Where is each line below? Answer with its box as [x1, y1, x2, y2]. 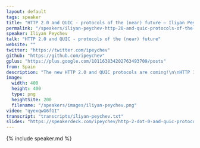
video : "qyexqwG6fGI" [6, 108, 60, 114]
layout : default [6, 8, 46, 15]
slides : [6, 119, 26, 125]
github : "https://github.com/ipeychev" [6, 53, 105, 59]
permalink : [6, 25, 33, 31]
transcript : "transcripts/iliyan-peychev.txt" [6, 113, 124, 119]
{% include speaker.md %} [6, 135, 73, 142]
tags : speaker [6, 14, 42, 20]
